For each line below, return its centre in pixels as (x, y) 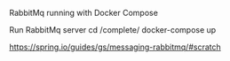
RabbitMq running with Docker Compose (83, 13)
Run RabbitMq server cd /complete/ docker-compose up (113, 30)
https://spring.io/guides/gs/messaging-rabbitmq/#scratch (115, 47)
